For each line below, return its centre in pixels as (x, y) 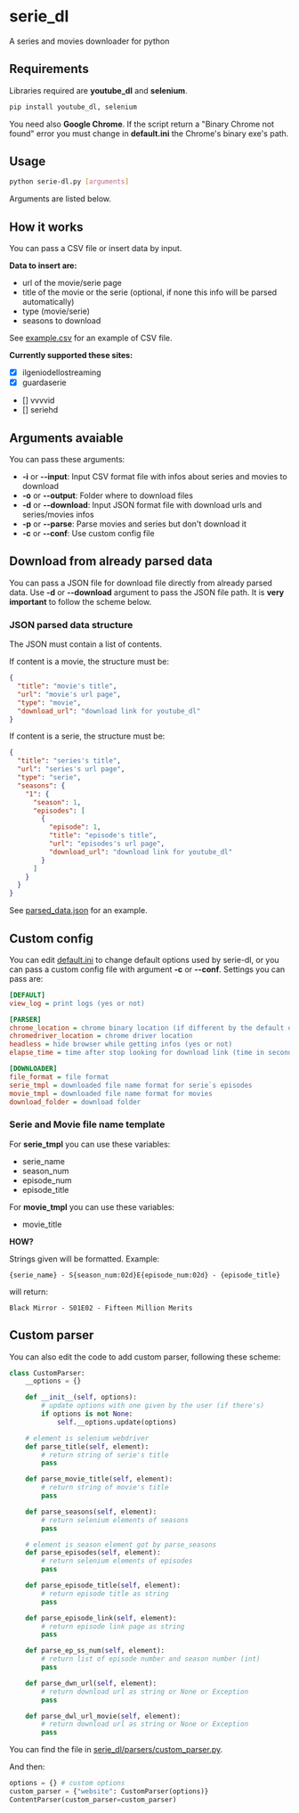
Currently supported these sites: (71, 355)
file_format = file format (59, 1077)
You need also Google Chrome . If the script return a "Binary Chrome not (141, 124)
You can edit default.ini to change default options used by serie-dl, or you (144, 960)
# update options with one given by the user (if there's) (153, 1406)
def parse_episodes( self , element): (93, 1553)
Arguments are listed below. (61, 199)
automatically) (48, 302)
